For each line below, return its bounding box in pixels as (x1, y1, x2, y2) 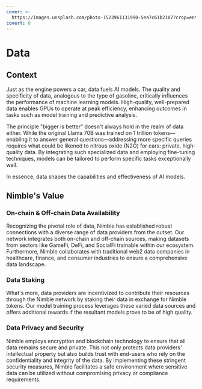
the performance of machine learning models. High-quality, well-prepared (6, 99, 190, 106)
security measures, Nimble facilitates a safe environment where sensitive (6, 363, 188, 370)
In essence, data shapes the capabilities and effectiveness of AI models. (6, 173, 185, 181)
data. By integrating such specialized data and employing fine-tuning (24, 149, 195, 156)
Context (6, 70, 37, 80)
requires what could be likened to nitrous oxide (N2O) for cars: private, (6, 142, 182, 149)
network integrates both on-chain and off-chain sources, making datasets (6, 235, 189, 243)
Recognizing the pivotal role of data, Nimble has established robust (6, 222, 173, 229)
